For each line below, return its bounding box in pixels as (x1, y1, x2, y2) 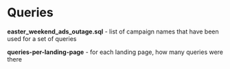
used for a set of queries (7, 34, 77, 42)
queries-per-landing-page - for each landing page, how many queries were (7, 48, 224, 56)
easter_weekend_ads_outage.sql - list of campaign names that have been (7, 27, 219, 36)
